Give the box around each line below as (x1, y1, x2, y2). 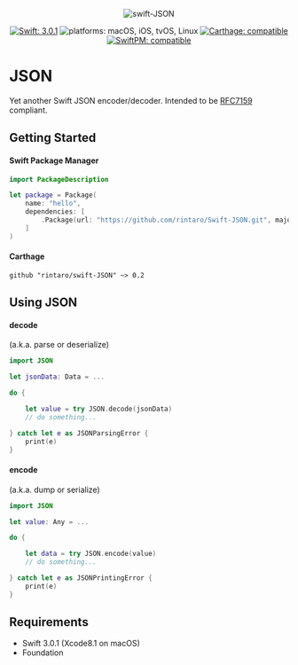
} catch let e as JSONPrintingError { (9, 574, 153, 583)
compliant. (9, 105, 48, 115)
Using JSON (9, 295, 78, 310)
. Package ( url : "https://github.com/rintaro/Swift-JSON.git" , (41, 215, 272, 225)
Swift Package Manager (9, 155, 99, 166)
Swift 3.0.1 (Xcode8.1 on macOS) (21, 638, 140, 649)
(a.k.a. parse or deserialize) (9, 340, 109, 350)
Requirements (9, 614, 89, 630)
